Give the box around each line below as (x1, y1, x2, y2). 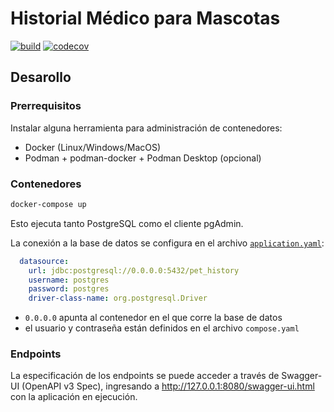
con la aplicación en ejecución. (10, 391, 138, 403)
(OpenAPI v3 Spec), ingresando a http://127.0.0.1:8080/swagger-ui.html (21, 380, 315, 392)
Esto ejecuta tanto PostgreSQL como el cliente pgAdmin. (10, 217, 244, 229)
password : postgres (28, 284, 110, 294)
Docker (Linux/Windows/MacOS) (24, 141, 162, 153)
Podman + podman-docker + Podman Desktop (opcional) (24, 152, 262, 164)
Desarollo (10, 69, 72, 86)
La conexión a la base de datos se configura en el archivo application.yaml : (10, 237, 325, 249)
